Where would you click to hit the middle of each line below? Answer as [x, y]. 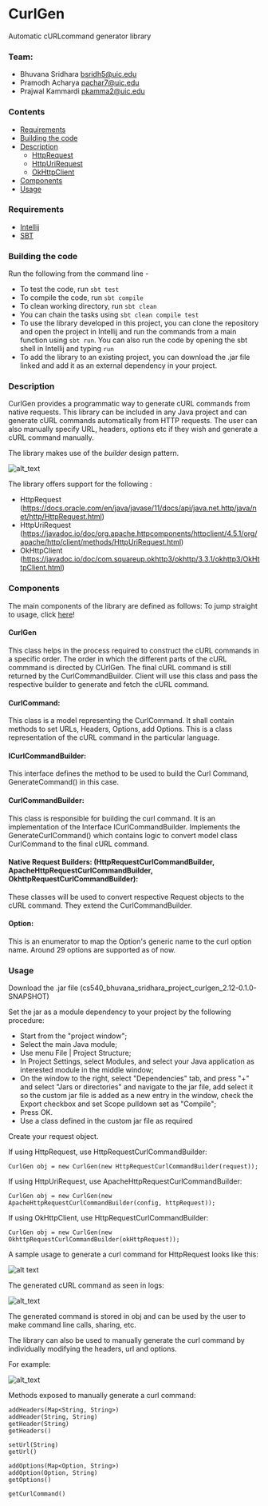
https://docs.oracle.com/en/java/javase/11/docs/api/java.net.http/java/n [140, 508]
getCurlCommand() [37, 1494]
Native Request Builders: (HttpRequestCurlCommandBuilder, [112, 862]
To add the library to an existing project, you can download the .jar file [135, 358]
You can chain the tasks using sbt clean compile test [109, 315]
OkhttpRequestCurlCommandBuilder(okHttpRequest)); [94, 1240]
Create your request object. [53, 1136]
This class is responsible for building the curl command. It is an [112, 818]
